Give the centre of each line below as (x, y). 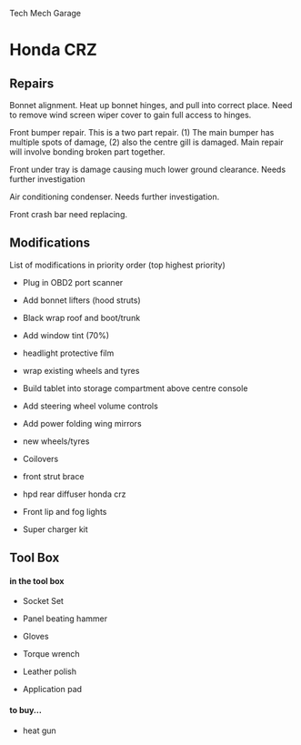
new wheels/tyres (56, 441)
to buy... (26, 710)
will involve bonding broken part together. (87, 152)
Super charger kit (55, 529)
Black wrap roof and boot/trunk (81, 317)
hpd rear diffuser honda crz (74, 494)
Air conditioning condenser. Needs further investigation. (115, 196)
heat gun (39, 730)
